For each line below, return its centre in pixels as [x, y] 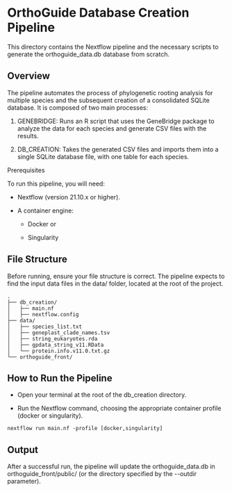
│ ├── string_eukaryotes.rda [52, 338]
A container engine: [45, 211]
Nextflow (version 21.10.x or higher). [68, 197]
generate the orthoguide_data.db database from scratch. [89, 54]
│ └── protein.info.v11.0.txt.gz [59, 351]
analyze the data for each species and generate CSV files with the [112, 128]
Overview [29, 76]
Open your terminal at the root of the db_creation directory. [102, 395]
